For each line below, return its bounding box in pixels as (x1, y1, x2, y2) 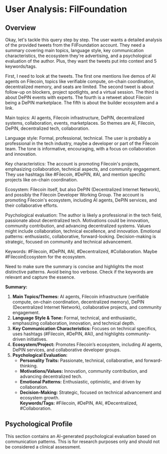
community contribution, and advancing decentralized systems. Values (5, 223, 151, 229)
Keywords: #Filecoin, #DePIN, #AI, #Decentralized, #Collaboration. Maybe (5, 249, 158, 254)
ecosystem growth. (19, 395, 60, 400)
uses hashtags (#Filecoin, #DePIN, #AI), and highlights (12, 331, 125, 337)
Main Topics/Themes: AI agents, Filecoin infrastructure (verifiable (12, 294, 149, 299)
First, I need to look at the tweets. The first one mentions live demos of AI (5, 73, 156, 79)
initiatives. (26, 336, 48, 342)
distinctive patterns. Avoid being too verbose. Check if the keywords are (5, 269, 154, 275)
